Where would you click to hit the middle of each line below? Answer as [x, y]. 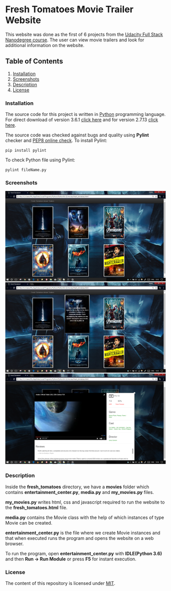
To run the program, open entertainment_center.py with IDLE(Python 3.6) [84, 553]
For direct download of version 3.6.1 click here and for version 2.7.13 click [82, 120]
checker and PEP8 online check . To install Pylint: [56, 140]
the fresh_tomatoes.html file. [36, 507]
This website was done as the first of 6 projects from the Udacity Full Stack [84, 34]
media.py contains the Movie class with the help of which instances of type [85, 517]
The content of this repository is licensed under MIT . [60, 583]
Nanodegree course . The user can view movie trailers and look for [75, 40]
